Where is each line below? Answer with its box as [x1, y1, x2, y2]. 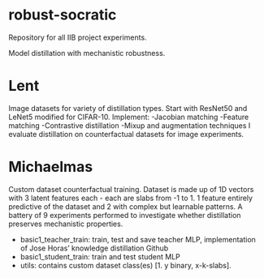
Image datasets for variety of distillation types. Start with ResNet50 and [8, 103, 248, 113]
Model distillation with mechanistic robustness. [8, 48, 166, 58]
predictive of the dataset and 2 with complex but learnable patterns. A [8, 201, 243, 212]
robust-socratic [8, 6, 117, 24]
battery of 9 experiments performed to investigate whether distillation [8, 210, 241, 220]
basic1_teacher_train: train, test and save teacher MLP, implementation [19, 234, 256, 244]
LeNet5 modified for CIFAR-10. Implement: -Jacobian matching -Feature [8, 112, 249, 122]
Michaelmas [8, 158, 93, 176]
